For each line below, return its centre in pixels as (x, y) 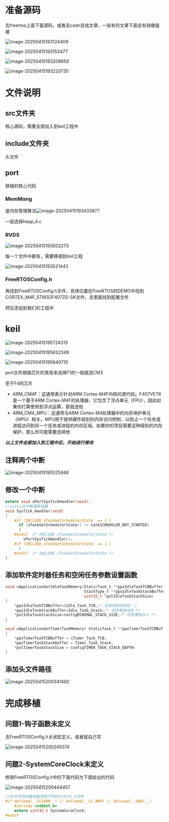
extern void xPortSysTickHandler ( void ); (48, 502)
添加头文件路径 (28, 669)
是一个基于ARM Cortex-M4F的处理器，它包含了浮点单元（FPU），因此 (84, 400)
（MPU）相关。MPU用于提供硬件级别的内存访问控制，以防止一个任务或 (87, 419)
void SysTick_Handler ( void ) (35, 511)
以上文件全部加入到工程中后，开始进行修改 (49, 443)
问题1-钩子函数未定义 (38, 724)
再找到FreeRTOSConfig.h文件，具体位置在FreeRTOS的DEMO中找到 (75, 291)
